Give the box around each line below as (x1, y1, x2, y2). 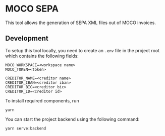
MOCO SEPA (5, 3, 59, 15)
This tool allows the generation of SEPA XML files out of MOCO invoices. (5, 20, 156, 26)
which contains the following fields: (5, 53, 79, 59)
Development (5, 34, 49, 43)
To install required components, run (5, 97, 79, 103)
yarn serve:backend (5, 126, 46, 131)
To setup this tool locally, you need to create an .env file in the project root (5, 47, 160, 53)
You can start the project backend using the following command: (5, 116, 140, 122)
